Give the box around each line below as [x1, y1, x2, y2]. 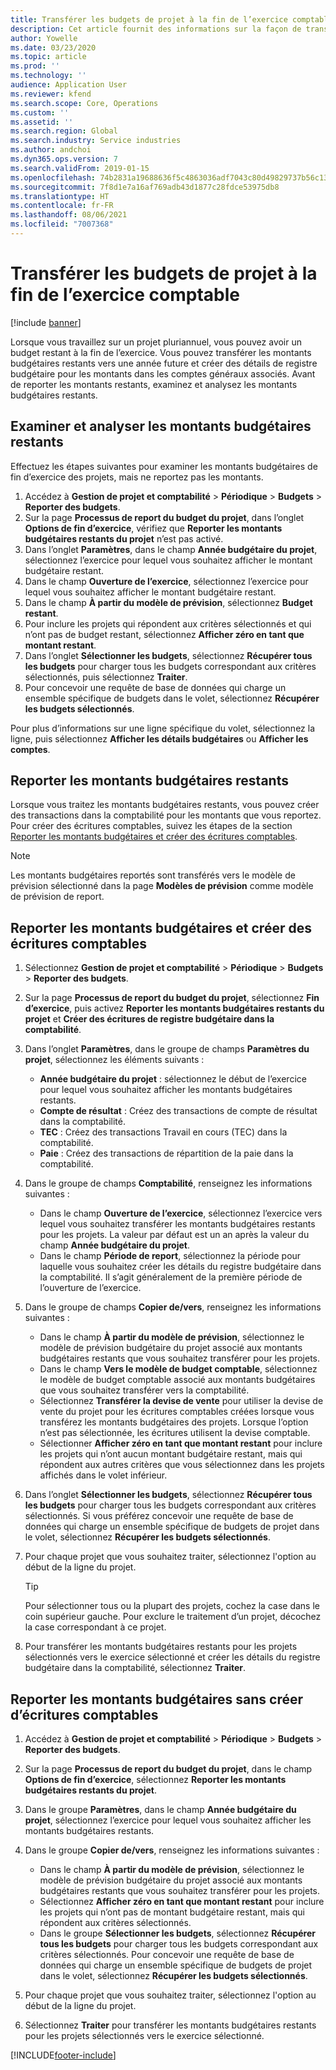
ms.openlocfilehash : [10, 172, 97, 183]
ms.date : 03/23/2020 [10, 42, 97, 53]
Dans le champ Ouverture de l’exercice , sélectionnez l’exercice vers [39, 1207, 323, 1220]
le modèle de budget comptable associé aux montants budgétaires [39, 1374, 316, 1386]
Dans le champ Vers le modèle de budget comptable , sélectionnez [39, 1363, 318, 1375]
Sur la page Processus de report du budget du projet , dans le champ [24, 1763, 313, 1775]
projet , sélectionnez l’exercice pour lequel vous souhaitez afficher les [24, 1814, 312, 1826]
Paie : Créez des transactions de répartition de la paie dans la [39, 1147, 294, 1160]
